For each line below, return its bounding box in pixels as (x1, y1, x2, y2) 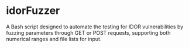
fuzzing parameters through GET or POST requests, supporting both (6, 29, 171, 36)
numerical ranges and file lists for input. (6, 35, 102, 42)
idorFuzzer (6, 4, 60, 17)
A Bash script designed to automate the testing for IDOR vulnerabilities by (6, 23, 184, 30)
